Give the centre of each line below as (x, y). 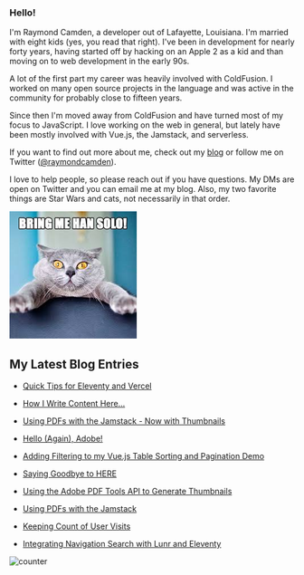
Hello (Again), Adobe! (62, 439)
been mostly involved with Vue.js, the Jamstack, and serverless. (129, 135)
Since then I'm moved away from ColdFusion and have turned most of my (146, 116)
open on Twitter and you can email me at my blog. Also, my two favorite (143, 189)
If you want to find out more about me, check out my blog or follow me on (147, 152)
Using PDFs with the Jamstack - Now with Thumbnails (124, 421)
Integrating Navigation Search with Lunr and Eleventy (122, 544)
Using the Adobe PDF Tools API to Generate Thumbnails (127, 492)
